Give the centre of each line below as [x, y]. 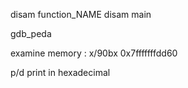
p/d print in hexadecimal [60, 72]
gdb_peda [31, 33]
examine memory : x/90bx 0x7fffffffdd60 [94, 53]
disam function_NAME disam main [81, 14]
